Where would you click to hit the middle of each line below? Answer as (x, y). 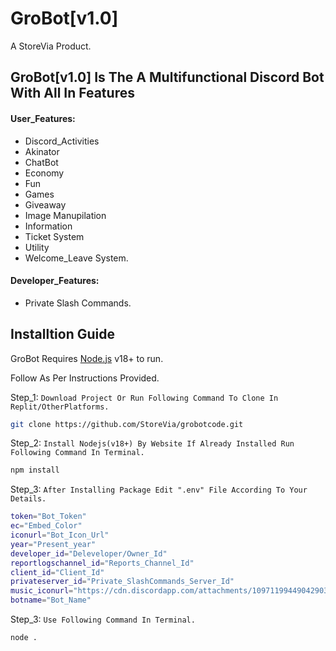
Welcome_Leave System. (76, 258)
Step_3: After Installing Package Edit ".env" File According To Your (159, 489)
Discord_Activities (62, 141)
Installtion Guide (62, 334)
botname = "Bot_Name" (51, 600)
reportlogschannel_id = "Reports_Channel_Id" (102, 563)
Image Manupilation (65, 215)
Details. (28, 499)
